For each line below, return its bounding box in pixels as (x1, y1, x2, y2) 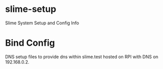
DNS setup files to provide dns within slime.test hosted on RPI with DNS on (5, 54, 159, 60)
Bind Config (5, 37, 55, 49)
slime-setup (5, 3, 56, 15)
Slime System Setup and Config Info (5, 20, 80, 26)
